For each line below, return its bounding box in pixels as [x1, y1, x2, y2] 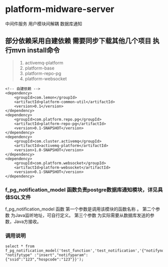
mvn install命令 [11, 46, 60, 54]
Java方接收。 [13, 218, 41, 224]
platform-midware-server [5, 3, 114, 15]
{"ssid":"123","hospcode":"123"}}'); [5, 257, 84, 262]
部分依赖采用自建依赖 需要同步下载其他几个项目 [5, 36, 151, 45]
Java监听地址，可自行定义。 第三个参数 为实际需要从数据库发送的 [14, 212, 150, 218]
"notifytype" [5, 252, 32, 258]
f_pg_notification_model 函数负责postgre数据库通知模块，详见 [5, 186, 158, 193]
